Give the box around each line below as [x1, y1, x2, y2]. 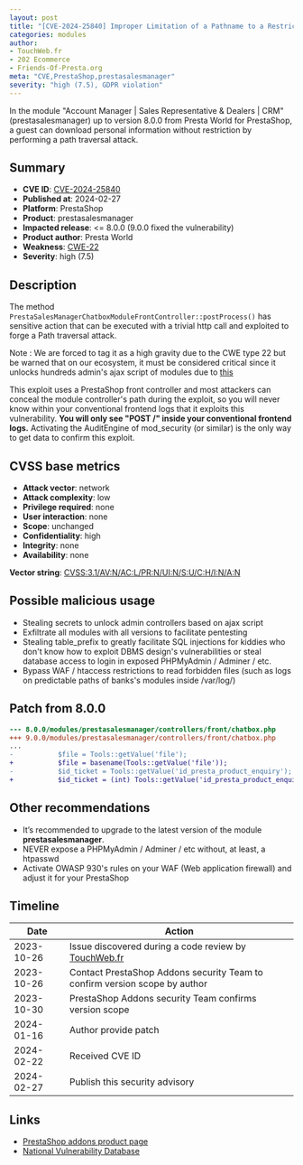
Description [9, 277, 77, 293]
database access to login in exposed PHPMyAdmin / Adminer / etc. [22, 656, 272, 666]
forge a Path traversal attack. [9, 331, 117, 341]
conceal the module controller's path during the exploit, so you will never [9, 394, 280, 405]
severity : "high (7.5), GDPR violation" [9, 80, 164, 89]
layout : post [9, 13, 59, 23]
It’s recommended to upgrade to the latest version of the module [22, 824, 262, 835]
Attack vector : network [22, 482, 110, 493]
